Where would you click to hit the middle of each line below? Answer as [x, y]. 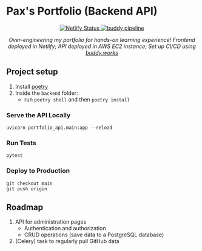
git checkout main [29, 184]
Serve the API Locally [39, 115]
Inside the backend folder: [46, 93]
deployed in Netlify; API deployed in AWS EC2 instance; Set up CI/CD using [102, 46]
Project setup [32, 72]
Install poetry [32, 86]
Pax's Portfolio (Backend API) [82, 11]
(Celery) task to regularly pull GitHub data [67, 241]
